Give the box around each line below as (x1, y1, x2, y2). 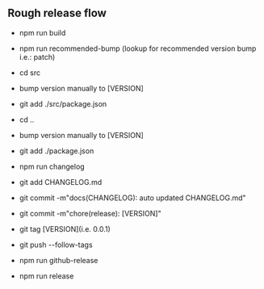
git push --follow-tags (19, 240, 94, 249)
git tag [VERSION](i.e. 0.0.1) (19, 224, 111, 233)
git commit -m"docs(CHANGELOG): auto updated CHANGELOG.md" (19, 193, 247, 203)
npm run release (19, 270, 74, 281)
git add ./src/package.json (19, 98, 107, 108)
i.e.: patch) (19, 52, 56, 61)
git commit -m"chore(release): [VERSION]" (19, 208, 162, 218)
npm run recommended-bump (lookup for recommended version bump (19, 44, 257, 53)
